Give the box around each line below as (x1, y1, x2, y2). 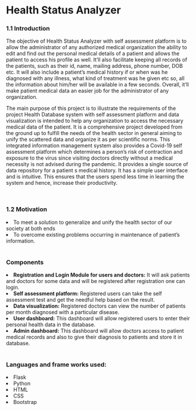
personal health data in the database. (6, 321, 96, 328)
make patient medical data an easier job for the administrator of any (6, 87, 169, 94)
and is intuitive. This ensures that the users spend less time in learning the (6, 173, 184, 180)
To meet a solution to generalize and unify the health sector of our (13, 219, 173, 226)
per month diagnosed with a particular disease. (6, 309, 120, 316)
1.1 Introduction (6, 25, 50, 33)
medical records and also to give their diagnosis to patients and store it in (6, 334, 183, 341)
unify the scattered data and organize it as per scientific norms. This (6, 136, 170, 143)
